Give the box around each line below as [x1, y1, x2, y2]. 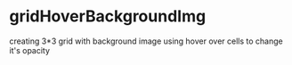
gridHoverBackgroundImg [9, 6, 207, 27]
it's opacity [9, 45, 51, 55]
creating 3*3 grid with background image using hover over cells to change [9, 36, 283, 46]
